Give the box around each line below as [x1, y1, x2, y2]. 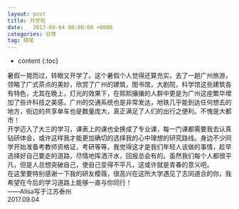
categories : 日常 [7, 30, 57, 38]
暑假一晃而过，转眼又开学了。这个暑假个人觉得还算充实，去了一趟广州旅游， [7, 71, 232, 80]
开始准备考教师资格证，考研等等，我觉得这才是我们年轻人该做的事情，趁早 [13, 143, 232, 151]
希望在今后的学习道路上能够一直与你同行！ [7, 178, 132, 187]
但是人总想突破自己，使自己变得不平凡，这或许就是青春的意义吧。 [19, 160, 213, 169]
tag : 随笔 [7, 37, 34, 44]
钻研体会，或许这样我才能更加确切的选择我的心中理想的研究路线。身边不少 [7, 133, 225, 143]
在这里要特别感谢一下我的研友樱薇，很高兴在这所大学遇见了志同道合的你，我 [7, 169, 232, 178]
